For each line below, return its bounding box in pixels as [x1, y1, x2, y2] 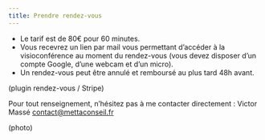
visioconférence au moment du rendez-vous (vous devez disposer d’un [19, 50, 257, 60]
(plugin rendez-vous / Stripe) [8, 83, 104, 93]
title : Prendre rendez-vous [8, 11, 103, 20]
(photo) [8, 122, 34, 132]
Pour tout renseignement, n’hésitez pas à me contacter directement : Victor [8, 98, 258, 108]
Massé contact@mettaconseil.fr [8, 107, 114, 117]
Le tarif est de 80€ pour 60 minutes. [19, 34, 141, 43]
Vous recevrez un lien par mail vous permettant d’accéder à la [19, 42, 226, 52]
